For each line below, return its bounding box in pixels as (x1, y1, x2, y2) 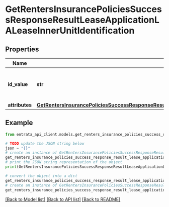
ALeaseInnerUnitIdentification (5, 25, 135, 36)
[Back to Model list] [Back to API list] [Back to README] (5, 196, 121, 202)
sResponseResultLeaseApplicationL (5, 14, 159, 26)
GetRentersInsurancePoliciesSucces (5, 4, 162, 15)
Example (5, 119, 33, 127)
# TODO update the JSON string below (5, 141, 84, 146)
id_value (8, 81, 28, 87)
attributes (8, 101, 32, 109)
